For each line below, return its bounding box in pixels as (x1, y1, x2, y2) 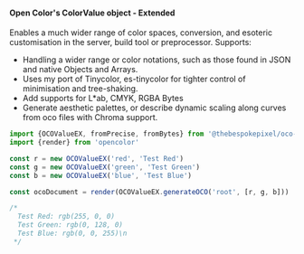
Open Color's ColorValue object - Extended (9, 7, 176, 18)
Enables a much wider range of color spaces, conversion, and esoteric (9, 27, 273, 38)
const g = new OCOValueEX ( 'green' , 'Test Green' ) (9, 163, 201, 172)
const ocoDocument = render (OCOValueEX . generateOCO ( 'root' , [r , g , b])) (9, 187, 290, 196)
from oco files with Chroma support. (22, 112, 158, 123)
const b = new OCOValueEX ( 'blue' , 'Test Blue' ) (9, 171, 193, 180)
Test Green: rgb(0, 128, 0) (17, 221, 124, 230)
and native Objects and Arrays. (22, 64, 138, 75)
